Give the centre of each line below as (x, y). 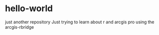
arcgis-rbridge (19, 27)
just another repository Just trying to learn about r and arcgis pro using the (80, 22)
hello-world (29, 9)
